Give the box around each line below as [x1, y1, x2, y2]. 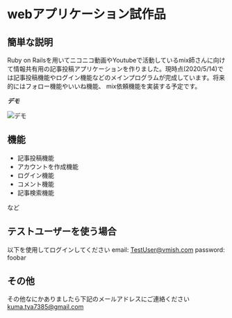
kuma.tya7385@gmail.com [7, 303, 84, 311]
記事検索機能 [17, 189, 54, 197]
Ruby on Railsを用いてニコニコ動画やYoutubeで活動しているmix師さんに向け [7, 56, 226, 64]
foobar [7, 253, 26, 262]
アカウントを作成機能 [17, 162, 78, 170]
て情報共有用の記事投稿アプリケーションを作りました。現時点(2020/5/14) [7, 65, 217, 73]
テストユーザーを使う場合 [7, 225, 117, 237]
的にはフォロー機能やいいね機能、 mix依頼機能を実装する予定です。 [7, 82, 201, 90]
